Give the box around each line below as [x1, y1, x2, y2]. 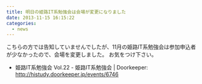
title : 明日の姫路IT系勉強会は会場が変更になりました [6, 9, 127, 15]
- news [12, 26, 29, 32]
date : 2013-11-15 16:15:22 [6, 15, 75, 21]
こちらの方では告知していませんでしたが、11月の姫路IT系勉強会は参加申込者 [6, 43, 197, 51]
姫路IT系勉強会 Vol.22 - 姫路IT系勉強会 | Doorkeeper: [15, 64, 148, 71]
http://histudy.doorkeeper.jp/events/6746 [15, 71, 119, 78]
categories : [6, 20, 37, 26]
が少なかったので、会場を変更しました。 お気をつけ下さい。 [6, 51, 157, 58]
